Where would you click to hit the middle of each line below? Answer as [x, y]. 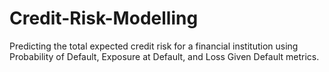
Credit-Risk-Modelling [104, 18]
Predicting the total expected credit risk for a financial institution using [154, 46]
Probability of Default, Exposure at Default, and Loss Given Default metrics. [164, 56]
